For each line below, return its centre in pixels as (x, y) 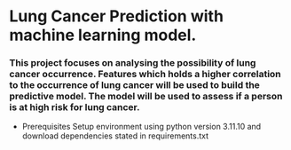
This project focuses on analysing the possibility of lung (133, 63)
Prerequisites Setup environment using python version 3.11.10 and (142, 127)
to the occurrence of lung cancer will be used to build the (134, 85)
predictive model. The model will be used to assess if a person (146, 97)
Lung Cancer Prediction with (117, 16)
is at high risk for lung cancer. (75, 107)
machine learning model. (103, 35)
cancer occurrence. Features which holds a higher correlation (145, 75)
